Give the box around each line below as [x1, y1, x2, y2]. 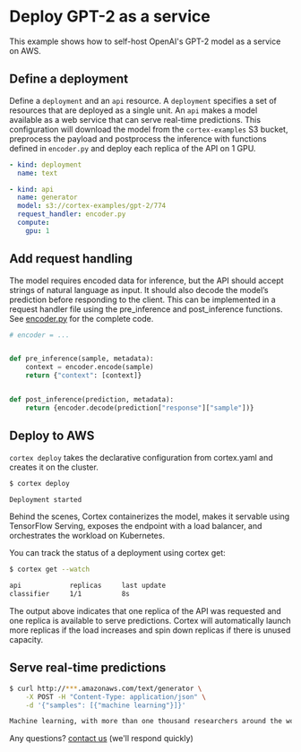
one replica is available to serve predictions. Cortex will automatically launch [9, 616, 291, 626]
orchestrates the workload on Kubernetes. [9, 531, 166, 541]
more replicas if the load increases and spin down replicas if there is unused [9, 625, 291, 635]
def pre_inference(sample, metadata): [9, 354, 154, 364]
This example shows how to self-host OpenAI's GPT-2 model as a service [9, 36, 281, 47]
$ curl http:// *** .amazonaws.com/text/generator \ [9, 684, 202, 693]
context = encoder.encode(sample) [25, 363, 154, 372]
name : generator [17, 193, 78, 203]
